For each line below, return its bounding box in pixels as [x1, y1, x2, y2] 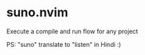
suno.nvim [6, 5, 68, 20]
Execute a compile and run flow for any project [6, 27, 138, 35]
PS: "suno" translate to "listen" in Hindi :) [6, 40, 121, 48]
